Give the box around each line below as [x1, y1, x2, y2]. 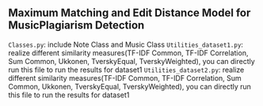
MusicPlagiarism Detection [8, 19, 145, 32]
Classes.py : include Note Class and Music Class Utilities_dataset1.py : [8, 40, 244, 49]
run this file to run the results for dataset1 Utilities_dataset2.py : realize [8, 65, 245, 74]
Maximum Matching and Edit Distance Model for [8, 6, 251, 20]
